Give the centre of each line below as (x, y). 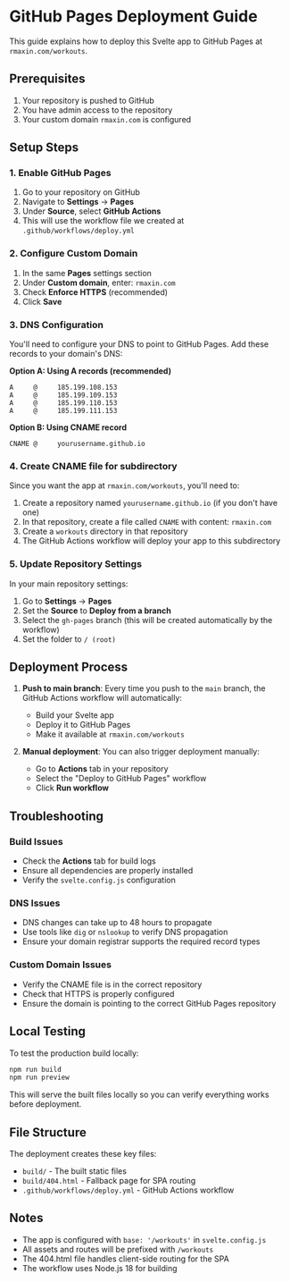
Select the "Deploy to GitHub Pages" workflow (121, 779)
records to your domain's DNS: (66, 354)
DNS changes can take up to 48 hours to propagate (117, 923)
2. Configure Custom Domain (74, 254)
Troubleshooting (57, 816)
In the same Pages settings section (87, 273)
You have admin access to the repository (97, 110)
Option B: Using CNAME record (68, 427)
